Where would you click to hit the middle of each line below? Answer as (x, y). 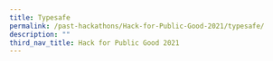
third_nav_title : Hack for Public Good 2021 (94, 43)
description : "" (40, 34)
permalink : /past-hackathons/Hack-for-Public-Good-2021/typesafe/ (137, 26)
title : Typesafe (40, 17)
